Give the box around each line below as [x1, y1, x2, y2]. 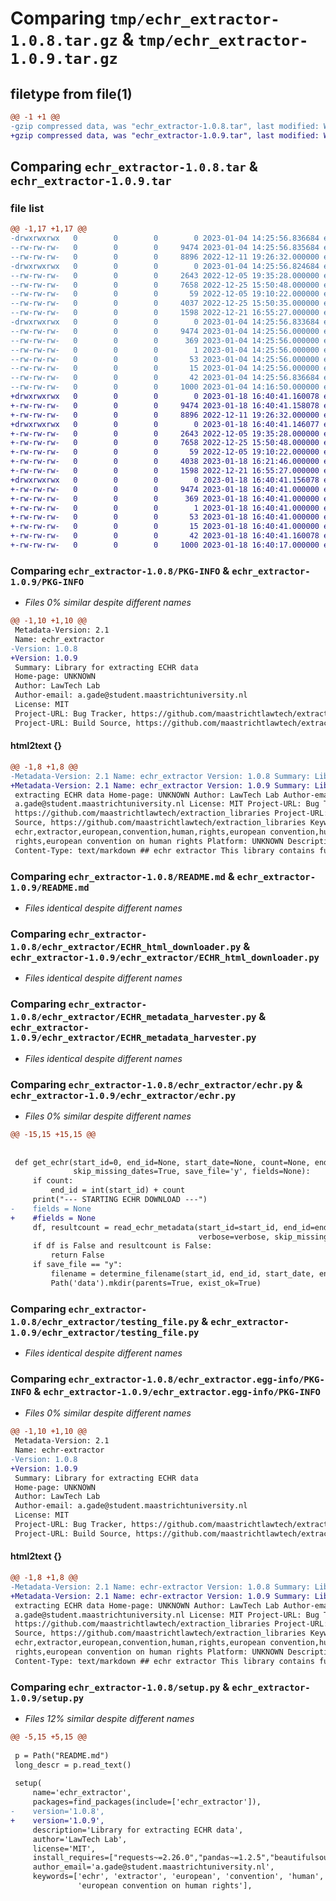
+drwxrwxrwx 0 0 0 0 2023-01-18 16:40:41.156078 [10, 475, 320, 485]
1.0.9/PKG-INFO [10, 576, 85, 587]
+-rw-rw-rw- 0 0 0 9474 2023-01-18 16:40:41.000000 [10, 484, 320, 494]
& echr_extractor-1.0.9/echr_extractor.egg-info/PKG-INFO [33, 1384, 321, 1398]
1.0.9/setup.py [10, 1692, 85, 1704]
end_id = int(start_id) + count [50, 1185, 186, 1196]
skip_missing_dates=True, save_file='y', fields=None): [73, 1167, 311, 1177]
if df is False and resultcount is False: [32, 1241, 213, 1251]
